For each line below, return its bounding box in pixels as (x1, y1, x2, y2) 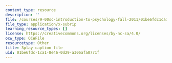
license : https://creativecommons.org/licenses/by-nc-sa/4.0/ (5, 31, 141, 36)
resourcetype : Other (5, 41, 50, 46)
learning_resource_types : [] (5, 26, 68, 31)
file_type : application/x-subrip (5, 21, 77, 27)
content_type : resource (5, 7, 56, 13)
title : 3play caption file (5, 45, 63, 50)
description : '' (5, 12, 40, 17)
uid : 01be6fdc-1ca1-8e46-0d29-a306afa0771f (5, 50, 100, 55)
